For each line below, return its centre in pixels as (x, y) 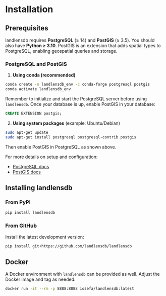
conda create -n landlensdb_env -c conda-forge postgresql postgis (78, 85)
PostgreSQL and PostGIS (36, 64)
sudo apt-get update (27, 132)
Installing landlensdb (39, 188)
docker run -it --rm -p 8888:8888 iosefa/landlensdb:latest (70, 289)
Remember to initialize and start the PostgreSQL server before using (76, 99)
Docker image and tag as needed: (40, 279)
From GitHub (21, 226)
